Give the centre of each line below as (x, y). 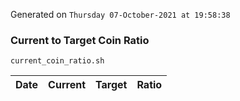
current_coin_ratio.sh (57, 61)
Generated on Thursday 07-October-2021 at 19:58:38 (120, 14)
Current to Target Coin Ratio (80, 40)
